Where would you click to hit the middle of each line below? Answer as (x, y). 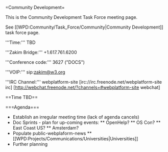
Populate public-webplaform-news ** (52, 133)
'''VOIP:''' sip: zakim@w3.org (35, 72)
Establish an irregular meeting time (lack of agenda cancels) (76, 117)
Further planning (30, 144)
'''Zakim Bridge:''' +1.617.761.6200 (41, 52)
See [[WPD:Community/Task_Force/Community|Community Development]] (84, 27)
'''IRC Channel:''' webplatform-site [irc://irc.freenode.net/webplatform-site (84, 82)
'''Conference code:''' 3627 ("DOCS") (45, 62)
